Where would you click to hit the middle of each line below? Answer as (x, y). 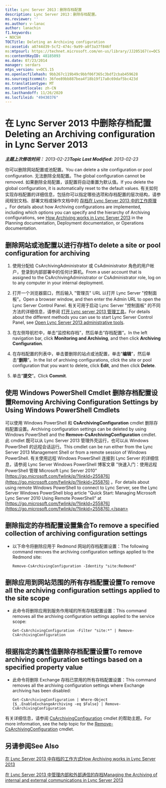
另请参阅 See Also (32, 746)
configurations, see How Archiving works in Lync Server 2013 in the (74, 218)
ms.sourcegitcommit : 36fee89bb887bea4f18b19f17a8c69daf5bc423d (72, 79)
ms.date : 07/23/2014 (26, 61)
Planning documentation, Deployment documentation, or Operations (75, 223)
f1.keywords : (19, 33)
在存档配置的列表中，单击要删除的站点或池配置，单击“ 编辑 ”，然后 (79, 354)
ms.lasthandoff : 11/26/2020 (34, 93)
